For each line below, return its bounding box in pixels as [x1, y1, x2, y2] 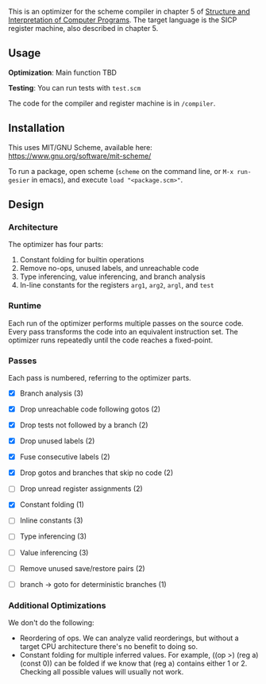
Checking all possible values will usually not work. [19, 667, 184, 677]
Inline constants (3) [19, 516, 83, 525]
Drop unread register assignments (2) [19, 484, 143, 493]
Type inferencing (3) [19, 531, 87, 541]
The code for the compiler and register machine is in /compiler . [8, 99, 216, 108]
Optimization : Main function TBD [8, 68, 118, 77]
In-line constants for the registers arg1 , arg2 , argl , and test [19, 280, 214, 290]
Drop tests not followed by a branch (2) [19, 420, 148, 430]
